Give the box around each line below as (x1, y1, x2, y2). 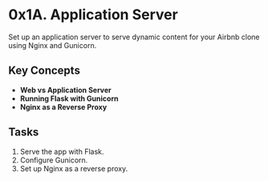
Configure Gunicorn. (19, 155, 88, 165)
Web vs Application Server (19, 85, 112, 95)
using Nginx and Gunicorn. (8, 40, 97, 50)
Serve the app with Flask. (19, 147, 104, 156)
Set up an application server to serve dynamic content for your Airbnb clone (8, 32, 260, 42)
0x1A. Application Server (8, 6, 178, 24)
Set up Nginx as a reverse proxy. (19, 163, 128, 173)
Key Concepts (8, 64, 80, 78)
